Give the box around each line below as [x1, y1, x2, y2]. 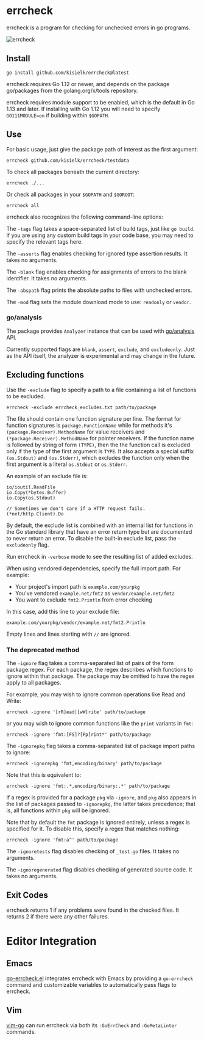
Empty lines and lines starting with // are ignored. [6, 630, 132, 638]
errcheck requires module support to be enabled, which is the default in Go [6, 98, 195, 106]
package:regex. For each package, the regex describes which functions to [6, 666, 193, 673]
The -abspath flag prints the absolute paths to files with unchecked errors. [6, 286, 192, 294]
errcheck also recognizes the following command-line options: [6, 213, 163, 220]
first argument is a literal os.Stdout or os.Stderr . [6, 460, 128, 468]
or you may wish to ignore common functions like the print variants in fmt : [6, 719, 194, 727]
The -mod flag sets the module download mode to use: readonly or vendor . [6, 298, 191, 305]
